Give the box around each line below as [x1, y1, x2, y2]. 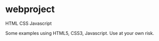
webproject [5, 4, 55, 15]
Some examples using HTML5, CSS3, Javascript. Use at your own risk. [5, 30, 154, 36]
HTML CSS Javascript [5, 20, 52, 26]
